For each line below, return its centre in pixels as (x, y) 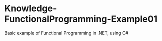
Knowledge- (31, 9)
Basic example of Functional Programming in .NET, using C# (66, 33)
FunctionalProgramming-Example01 (81, 19)
